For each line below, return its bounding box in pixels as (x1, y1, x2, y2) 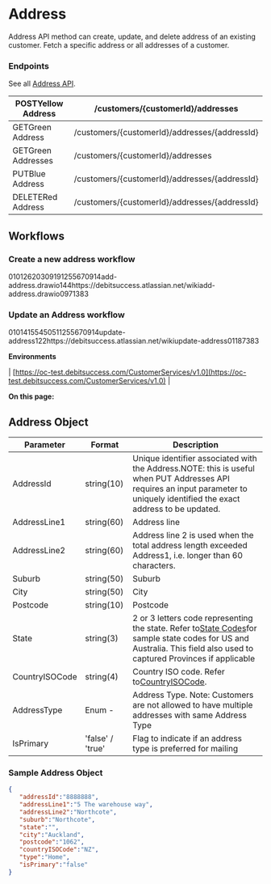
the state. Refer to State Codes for (132, 623, 257, 634)
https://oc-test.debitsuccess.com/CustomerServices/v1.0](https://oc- (15, 367, 247, 377)
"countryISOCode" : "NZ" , (19, 846, 99, 854)
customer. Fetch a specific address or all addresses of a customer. (8, 40, 230, 49)
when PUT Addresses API (132, 473, 230, 484)
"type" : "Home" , (19, 853, 70, 861)
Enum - (84, 704, 115, 716)
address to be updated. (132, 503, 221, 514)
